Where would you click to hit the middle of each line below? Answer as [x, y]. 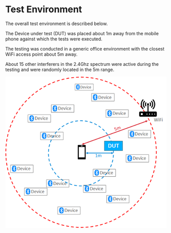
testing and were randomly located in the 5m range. [60, 69]
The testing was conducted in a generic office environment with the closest [85, 49]
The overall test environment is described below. [57, 24]
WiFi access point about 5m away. [41, 54]
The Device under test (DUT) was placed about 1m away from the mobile [82, 33]
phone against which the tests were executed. [54, 39]
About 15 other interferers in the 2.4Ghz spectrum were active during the [82, 64]
